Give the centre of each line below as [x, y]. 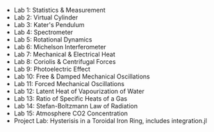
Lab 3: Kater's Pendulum [49, 25]
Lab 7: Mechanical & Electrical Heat [65, 54]
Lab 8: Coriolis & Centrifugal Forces [65, 61]
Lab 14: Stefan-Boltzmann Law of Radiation [75, 106]
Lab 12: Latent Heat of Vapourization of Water [79, 91]
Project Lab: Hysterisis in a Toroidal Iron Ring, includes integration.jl [110, 121]
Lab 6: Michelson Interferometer [60, 47]
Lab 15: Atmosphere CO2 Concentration [71, 113]
